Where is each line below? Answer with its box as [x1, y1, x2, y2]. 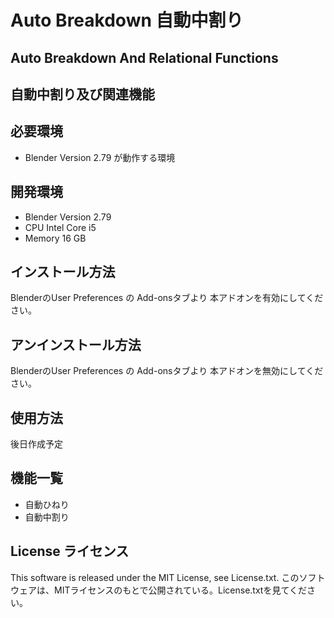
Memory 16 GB [24, 232, 87, 244]
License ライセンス [10, 543, 130, 560]
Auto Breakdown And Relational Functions [10, 49, 279, 66]
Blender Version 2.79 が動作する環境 [24, 151, 176, 163]
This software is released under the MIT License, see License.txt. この [10, 571, 300, 583]
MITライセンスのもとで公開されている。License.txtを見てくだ [53, 584, 308, 596]
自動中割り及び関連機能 [10, 86, 155, 103]
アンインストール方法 [10, 336, 142, 353]
